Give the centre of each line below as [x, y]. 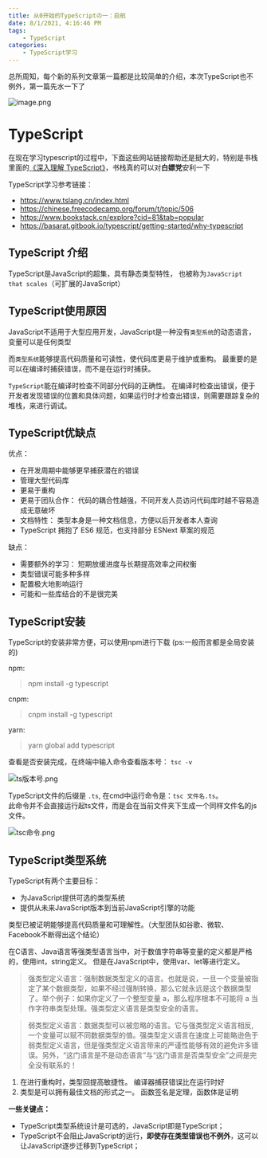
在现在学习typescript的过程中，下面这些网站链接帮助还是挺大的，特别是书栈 [133, 157]
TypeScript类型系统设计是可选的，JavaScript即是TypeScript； [122, 1126]
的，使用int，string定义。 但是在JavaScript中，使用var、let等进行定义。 [126, 962]
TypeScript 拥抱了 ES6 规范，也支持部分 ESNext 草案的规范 [117, 530]
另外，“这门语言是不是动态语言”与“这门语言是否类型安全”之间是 [146, 1055]
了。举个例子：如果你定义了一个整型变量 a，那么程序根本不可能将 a [138, 998]
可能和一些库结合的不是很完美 [69, 594]
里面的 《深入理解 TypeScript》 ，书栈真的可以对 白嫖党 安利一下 [109, 167]
